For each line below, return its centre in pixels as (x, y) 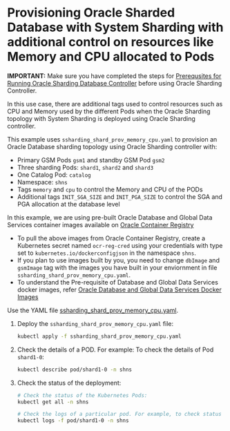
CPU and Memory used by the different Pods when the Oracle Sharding (109, 111)
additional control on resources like (111, 42)
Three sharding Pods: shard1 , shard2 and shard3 (85, 167)
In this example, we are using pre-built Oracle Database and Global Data (110, 217)
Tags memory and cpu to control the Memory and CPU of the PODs (110, 189)
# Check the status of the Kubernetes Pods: (82, 395)
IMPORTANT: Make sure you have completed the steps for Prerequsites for (114, 76)
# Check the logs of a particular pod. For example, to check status (119, 414)
